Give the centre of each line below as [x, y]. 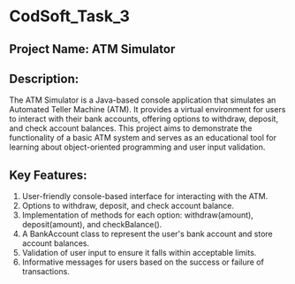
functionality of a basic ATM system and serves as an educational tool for [143, 138]
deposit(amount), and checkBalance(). [92, 225]
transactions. [46, 272]
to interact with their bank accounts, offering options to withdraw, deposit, [144, 119]
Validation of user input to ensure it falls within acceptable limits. [139, 253]
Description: [44, 78]
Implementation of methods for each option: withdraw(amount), [137, 215]
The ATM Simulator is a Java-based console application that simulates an [143, 100]
